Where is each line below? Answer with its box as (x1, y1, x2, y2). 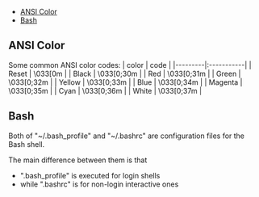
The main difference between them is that (8, 155, 148, 165)
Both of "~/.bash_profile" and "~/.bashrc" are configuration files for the (8, 131, 244, 140)
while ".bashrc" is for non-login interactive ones (19, 179, 179, 189)
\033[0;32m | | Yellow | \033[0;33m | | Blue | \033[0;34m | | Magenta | (8, 77, 243, 87)
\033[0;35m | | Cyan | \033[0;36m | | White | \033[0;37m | (8, 86, 203, 95)
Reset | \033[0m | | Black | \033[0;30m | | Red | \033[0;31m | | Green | (8, 69, 241, 78)
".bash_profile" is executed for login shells (19, 170, 161, 180)
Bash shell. (8, 139, 45, 149)
